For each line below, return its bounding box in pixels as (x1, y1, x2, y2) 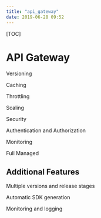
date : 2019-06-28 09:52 (6, 14, 65, 20)
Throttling (6, 93, 30, 100)
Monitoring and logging (6, 205, 63, 212)
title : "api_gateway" (6, 8, 59, 15)
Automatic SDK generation (6, 194, 70, 201)
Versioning (6, 70, 32, 77)
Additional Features (6, 167, 80, 177)
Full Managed (6, 150, 39, 157)
